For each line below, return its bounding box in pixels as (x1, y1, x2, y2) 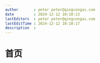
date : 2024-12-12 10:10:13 (5, 12, 80, 17)
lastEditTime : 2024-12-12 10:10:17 (5, 21, 80, 26)
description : (5, 26, 36, 31)
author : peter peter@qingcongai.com (5, 7, 96, 12)
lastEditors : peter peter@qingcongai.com (5, 16, 96, 21)
